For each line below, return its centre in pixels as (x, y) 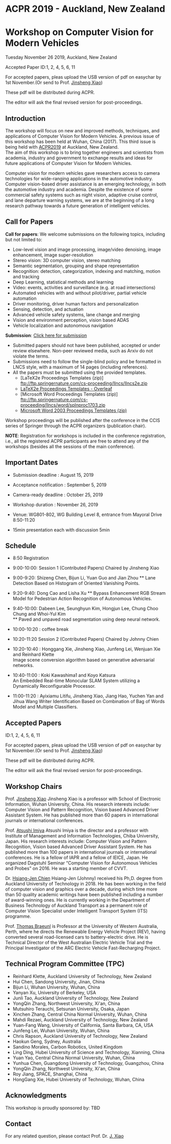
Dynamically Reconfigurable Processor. (54, 686)
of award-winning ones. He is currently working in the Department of (78, 900)
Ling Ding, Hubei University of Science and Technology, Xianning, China (89, 1052)
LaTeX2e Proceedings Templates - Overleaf (66, 388)
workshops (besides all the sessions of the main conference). (70, 446)
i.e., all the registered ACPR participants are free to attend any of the (77, 441)
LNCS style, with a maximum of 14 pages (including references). (80, 367)
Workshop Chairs (34, 787)
